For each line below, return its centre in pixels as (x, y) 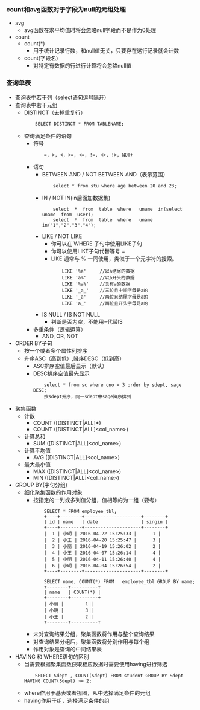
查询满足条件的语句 (48, 136)
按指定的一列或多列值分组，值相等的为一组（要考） (96, 500)
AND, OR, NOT (60, 336)
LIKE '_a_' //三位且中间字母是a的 (105, 290)
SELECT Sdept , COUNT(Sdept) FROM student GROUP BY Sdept (109, 676)
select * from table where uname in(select (117, 209)
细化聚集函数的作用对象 (53, 492)
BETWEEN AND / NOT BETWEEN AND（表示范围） (105, 174)
